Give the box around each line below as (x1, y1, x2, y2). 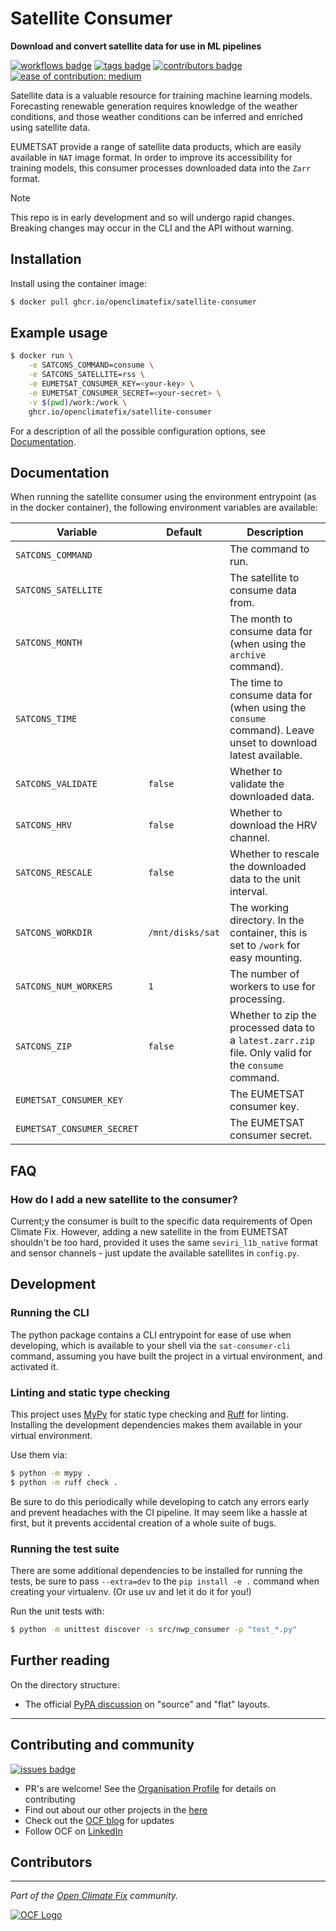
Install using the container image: (10, 277, 147, 289)
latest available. (229, 748, 303, 762)
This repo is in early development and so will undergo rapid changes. (10, 211, 295, 223)
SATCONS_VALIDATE (15, 778, 98, 790)
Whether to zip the (229, 1008, 317, 1022)
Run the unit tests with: (10, 1605, 105, 1617)
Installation (10, 251, 82, 268)
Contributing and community (10, 1737, 195, 1754)
